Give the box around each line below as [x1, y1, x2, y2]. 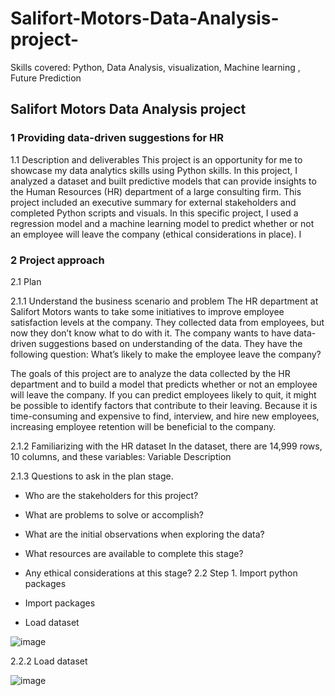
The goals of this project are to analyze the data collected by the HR [10, 367, 291, 379]
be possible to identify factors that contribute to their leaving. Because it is [10, 399, 318, 411]
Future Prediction [10, 72, 82, 84]
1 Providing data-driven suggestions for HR [10, 131, 225, 145]
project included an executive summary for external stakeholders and [10, 196, 297, 208]
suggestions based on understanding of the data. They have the [38, 337, 303, 349]
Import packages [24, 597, 96, 609]
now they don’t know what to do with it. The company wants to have [10, 327, 292, 339]
